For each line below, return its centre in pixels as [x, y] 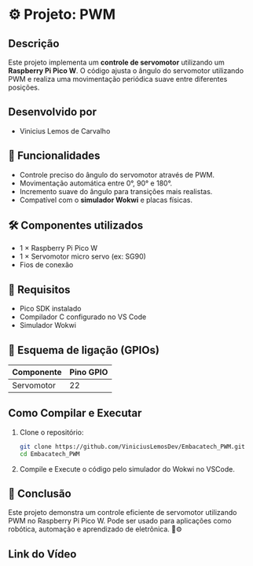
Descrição [34, 44]
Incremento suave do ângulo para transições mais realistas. [116, 191]
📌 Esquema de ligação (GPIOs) [84, 350]
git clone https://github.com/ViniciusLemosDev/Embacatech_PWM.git [132, 447]
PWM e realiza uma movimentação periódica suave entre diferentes [118, 79]
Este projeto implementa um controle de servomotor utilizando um [117, 62]
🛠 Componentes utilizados [76, 226]
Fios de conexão [46, 265]
